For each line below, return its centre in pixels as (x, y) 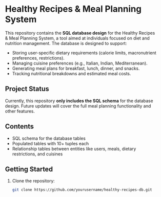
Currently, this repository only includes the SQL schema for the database (79, 101)
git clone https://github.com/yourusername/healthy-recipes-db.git (82, 190)
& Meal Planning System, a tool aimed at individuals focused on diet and (77, 38)
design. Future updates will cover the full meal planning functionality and (78, 106)
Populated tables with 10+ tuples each (50, 143)
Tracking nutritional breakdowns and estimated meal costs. (71, 73)
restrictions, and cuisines (37, 154)
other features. (20, 111)
